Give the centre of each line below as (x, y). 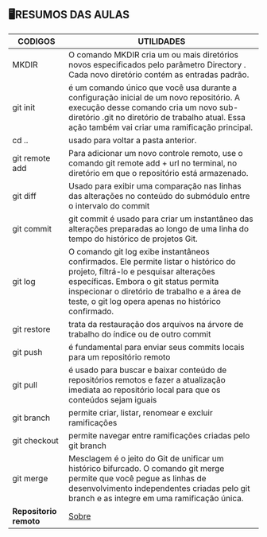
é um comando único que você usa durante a (153, 88)
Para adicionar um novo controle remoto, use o (156, 153)
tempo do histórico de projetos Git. (133, 239)
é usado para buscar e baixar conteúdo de (148, 370)
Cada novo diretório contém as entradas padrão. (159, 74)
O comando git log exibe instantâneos (139, 251)
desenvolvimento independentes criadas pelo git (159, 488)
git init (24, 107)
